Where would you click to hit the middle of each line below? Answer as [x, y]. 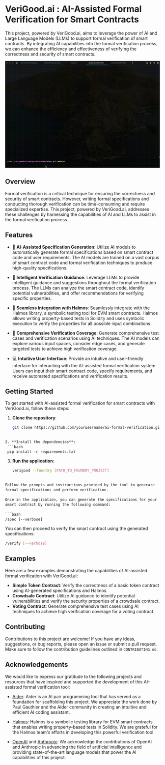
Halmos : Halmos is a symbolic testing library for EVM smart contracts [82, 722]
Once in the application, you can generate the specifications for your [81, 500]
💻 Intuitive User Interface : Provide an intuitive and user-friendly [78, 358]
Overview [20, 182]
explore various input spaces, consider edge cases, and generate [79, 343]
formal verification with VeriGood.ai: [41, 576]
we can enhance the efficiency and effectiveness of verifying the [71, 49]
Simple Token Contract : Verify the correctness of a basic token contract [86, 585]
